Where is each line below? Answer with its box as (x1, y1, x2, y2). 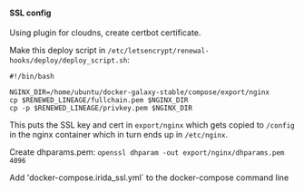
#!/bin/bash (9, 72, 54, 82)
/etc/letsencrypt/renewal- (107, 46, 211, 56)
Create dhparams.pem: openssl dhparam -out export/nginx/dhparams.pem (9, 147, 285, 158)
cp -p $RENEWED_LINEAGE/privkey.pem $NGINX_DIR (9, 104, 193, 113)
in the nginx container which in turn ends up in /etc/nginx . (9, 130, 229, 140)
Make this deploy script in (9, 45, 106, 56)
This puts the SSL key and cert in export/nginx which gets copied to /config (9, 120, 295, 130)
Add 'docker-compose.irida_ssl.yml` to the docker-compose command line (9, 172, 289, 183)
